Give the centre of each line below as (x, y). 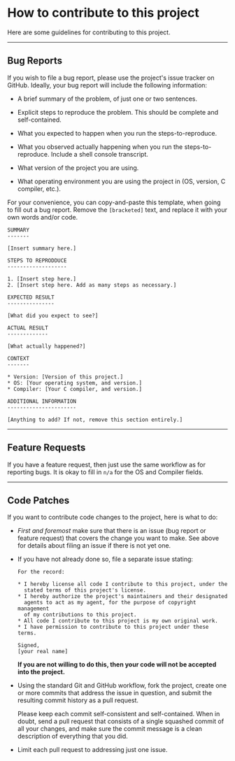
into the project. (41, 672)
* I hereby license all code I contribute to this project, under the (122, 584)
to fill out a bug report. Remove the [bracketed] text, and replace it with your (117, 209)
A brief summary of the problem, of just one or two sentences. (107, 99)
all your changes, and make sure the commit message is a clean (110, 729)
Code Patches (38, 500)
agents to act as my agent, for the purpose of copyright (110, 603)
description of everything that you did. (72, 737)
